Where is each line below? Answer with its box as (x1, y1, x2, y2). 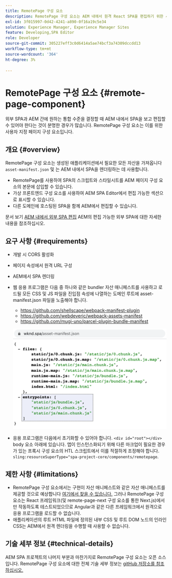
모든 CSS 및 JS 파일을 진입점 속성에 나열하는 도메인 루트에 (22, 291, 139, 297)
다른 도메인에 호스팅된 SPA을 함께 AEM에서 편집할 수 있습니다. (12, 203, 138, 209)
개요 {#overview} (5, 145, 60, 154)
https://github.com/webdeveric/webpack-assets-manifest (20, 313, 143, 319)
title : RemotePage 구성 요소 (5, 8, 63, 13)
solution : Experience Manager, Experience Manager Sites (5, 25, 130, 30)
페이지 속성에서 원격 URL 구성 (12, 262, 73, 268)
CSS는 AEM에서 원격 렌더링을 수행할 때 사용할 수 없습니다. (12, 523, 130, 529)
